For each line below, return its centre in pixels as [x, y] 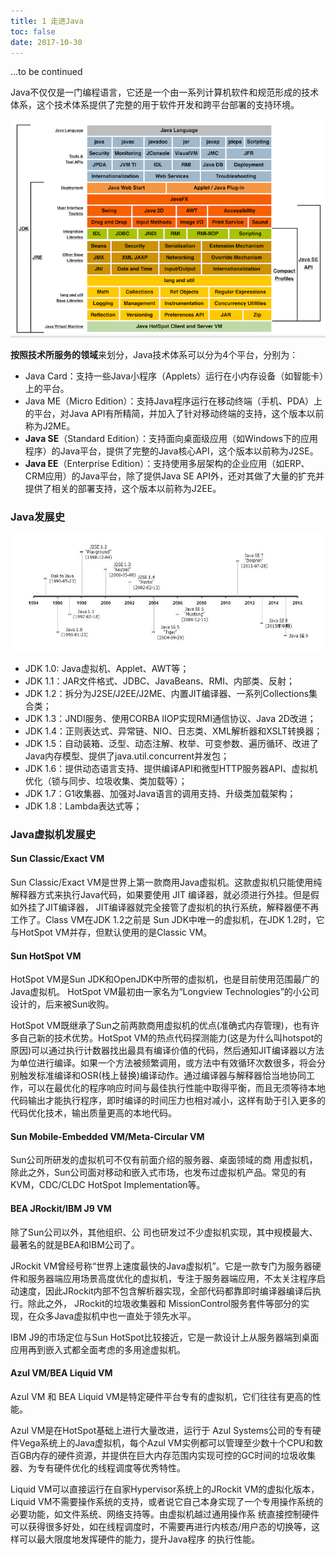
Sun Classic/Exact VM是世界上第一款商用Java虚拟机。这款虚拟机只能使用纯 [166, 882]
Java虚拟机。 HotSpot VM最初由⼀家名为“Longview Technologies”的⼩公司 [165, 992]
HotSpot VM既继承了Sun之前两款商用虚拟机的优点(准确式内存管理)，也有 [160, 1026]
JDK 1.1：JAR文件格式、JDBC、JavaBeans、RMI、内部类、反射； [160, 681]
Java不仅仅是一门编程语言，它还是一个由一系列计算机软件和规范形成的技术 [165, 92]
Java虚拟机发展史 [53, 834]
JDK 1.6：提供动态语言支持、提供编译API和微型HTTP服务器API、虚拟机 [171, 768]
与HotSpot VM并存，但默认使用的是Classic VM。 [111, 932]
